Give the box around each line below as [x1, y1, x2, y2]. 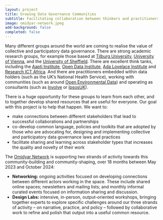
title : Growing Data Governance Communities [5, 12, 97, 17]
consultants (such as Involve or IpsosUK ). [5, 85, 88, 90]
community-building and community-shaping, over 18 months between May [5, 159, 157, 165]
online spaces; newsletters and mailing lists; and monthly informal [12, 184, 144, 189]
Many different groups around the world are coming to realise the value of [5, 43, 153, 49]
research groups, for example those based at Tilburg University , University [5, 53, 154, 59]
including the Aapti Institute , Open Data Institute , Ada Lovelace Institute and [5, 64, 156, 69]
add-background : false [5, 25, 51, 30]
